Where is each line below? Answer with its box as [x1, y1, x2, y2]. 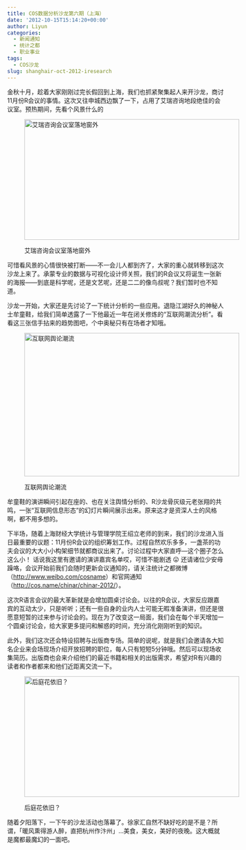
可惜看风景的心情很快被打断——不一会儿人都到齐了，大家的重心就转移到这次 [7, 261, 224, 269]
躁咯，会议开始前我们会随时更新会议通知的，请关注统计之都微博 [7, 563, 188, 572]
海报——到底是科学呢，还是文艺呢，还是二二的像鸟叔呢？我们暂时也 [12, 278, 206, 286]
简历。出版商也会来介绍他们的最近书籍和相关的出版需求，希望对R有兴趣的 [12, 653, 222, 662]
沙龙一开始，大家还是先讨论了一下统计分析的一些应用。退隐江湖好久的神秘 [7, 301, 218, 310]
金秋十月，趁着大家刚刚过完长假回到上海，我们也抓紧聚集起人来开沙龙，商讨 [7, 88, 224, 96]
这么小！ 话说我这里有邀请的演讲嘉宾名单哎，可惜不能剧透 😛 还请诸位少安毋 [7, 555, 223, 563]
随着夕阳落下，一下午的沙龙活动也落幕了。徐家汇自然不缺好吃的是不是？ [7, 818, 212, 826]
